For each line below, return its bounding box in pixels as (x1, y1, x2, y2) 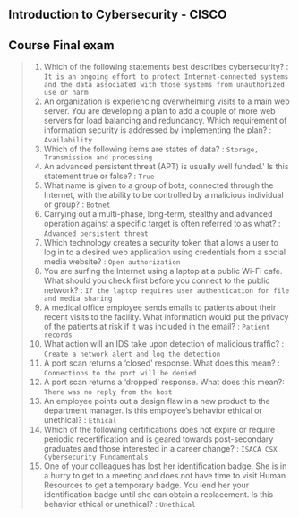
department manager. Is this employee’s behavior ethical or (43, 405, 263, 416)
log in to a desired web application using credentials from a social (43, 246, 286, 258)
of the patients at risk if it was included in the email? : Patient (43, 322, 270, 332)
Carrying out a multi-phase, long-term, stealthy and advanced (43, 209, 273, 220)
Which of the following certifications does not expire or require (43, 425, 276, 435)
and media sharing (43, 295, 113, 304)
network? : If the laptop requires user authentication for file (43, 285, 290, 296)
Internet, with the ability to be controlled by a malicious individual (43, 190, 284, 201)
